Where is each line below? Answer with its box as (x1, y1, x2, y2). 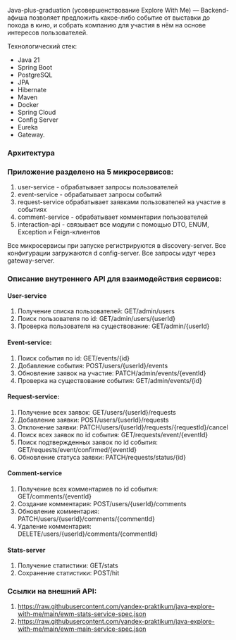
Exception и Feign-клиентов (17, 228, 101, 237)
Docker (17, 101, 39, 108)
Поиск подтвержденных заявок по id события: (17, 438, 159, 446)
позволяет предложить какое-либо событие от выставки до (29, 13, 210, 22)
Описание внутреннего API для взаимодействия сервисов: (7, 274, 222, 284)
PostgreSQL (17, 70, 53, 79)
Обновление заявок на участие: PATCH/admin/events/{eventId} (17, 369, 206, 377)
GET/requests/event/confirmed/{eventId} (17, 445, 137, 453)
